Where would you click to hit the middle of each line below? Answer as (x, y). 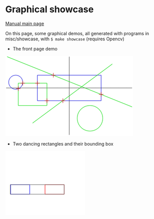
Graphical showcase (49, 9)
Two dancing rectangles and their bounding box (63, 143)
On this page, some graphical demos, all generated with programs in (77, 33)
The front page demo (35, 48)
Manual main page (25, 23)
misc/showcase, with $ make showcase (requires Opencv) (65, 39)
